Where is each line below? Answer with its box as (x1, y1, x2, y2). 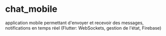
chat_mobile (5, 3, 57, 15)
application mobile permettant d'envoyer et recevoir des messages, (5, 20, 144, 26)
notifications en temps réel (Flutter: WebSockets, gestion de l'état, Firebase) (5, 25, 162, 31)
